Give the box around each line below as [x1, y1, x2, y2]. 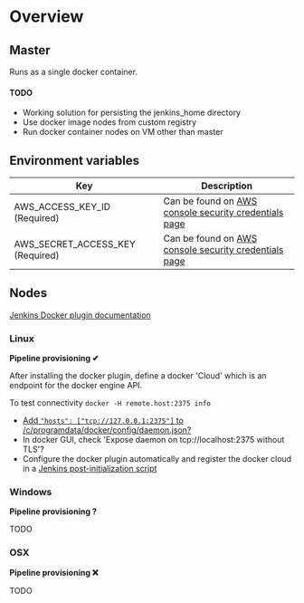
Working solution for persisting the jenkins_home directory [22, 107, 242, 119]
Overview [9, 6, 84, 27]
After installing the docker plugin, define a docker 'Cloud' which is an [9, 370, 267, 381]
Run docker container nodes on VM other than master [22, 127, 223, 138]
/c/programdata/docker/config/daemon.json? [22, 425, 192, 435]
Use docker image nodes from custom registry [22, 117, 197, 128]
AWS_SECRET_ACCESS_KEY [14, 238, 136, 251]
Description [200, 179, 253, 192]
